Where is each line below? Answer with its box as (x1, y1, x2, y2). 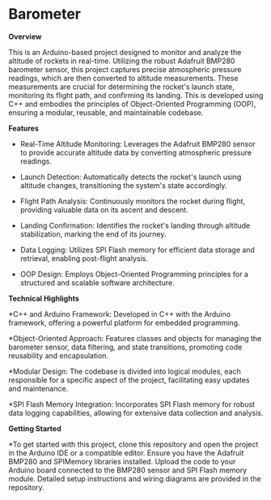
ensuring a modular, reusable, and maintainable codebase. (8, 107, 204, 118)
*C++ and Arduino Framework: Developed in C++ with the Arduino (8, 309, 231, 318)
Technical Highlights (8, 293, 79, 303)
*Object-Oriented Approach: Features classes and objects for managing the (8, 333, 262, 343)
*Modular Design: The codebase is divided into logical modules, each (8, 366, 241, 376)
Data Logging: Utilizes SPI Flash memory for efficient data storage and (19, 245, 255, 254)
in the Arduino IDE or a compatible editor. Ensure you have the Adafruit (8, 447, 244, 458)
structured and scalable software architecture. (19, 277, 176, 288)
